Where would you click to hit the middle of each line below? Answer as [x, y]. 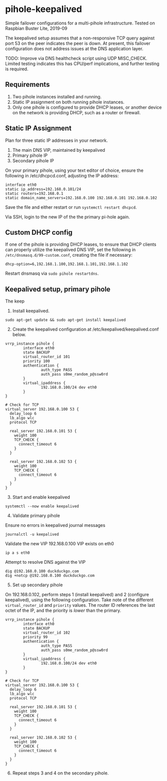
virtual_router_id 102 [47, 633]
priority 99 [36, 637]
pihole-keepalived [44, 9]
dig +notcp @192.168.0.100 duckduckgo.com [50, 576]
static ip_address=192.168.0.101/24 [43, 189]
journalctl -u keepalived [32, 535]
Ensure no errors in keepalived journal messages [55, 525]
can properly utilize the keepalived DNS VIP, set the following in [71, 250]
